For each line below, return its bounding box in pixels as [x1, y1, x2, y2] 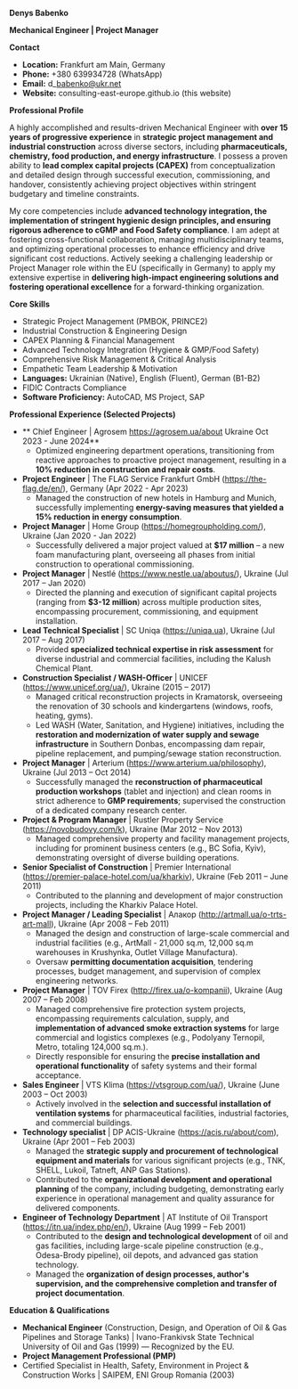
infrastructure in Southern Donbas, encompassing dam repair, [35, 739, 265, 749]
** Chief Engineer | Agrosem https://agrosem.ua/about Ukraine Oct [21, 427, 269, 437]
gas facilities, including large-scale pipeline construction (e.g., [35, 1240, 264, 1251]
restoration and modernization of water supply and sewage [35, 730, 260, 739]
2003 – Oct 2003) [21, 1089, 88, 1099]
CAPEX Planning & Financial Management [21, 335, 175, 346]
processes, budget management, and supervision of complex [35, 966, 261, 976]
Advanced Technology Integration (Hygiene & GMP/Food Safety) [21, 345, 260, 355]
